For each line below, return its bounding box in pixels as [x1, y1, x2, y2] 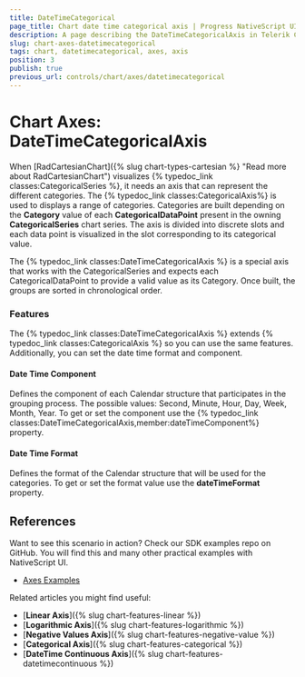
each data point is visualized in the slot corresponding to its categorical [9, 228, 277, 239]
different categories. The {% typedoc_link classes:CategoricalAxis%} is [9, 190, 277, 201]
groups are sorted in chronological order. [9, 284, 163, 295]
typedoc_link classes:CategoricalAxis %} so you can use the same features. [9, 337, 293, 348]
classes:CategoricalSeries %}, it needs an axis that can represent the [9, 180, 269, 191]
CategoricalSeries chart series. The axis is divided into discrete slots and [9, 219, 285, 230]
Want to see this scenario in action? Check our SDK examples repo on [9, 538, 271, 549]
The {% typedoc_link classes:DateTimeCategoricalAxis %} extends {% [9, 328, 274, 339]
